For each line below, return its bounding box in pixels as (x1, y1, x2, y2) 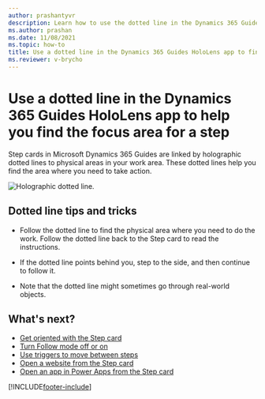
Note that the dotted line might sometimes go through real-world (19, 281, 230, 291)
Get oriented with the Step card (19, 333, 122, 343)
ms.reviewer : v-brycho (8, 56, 83, 64)
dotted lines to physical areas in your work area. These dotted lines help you (8, 157, 256, 167)
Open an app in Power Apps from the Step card (19, 367, 174, 376)
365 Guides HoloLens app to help (8, 107, 230, 125)
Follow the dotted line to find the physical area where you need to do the (19, 225, 256, 235)
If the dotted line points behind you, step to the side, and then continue (19, 258, 251, 267)
